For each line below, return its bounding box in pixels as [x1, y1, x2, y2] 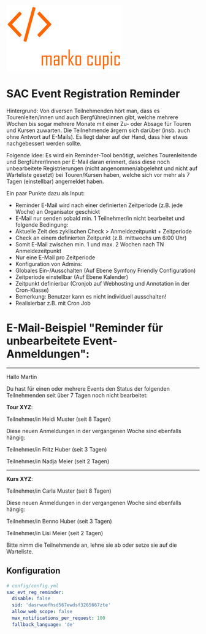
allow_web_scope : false [12, 609, 72, 615]
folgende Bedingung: [15, 221, 69, 229]
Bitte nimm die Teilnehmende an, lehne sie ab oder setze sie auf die [6, 541, 177, 549]
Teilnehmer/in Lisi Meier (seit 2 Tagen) [6, 529, 104, 536]
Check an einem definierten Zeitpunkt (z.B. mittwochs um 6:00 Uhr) [15, 234, 187, 241]
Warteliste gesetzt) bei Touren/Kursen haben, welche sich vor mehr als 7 [6, 171, 190, 178]
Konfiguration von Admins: [15, 260, 83, 267]
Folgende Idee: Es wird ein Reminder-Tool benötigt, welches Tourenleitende [6, 151, 197, 158]
